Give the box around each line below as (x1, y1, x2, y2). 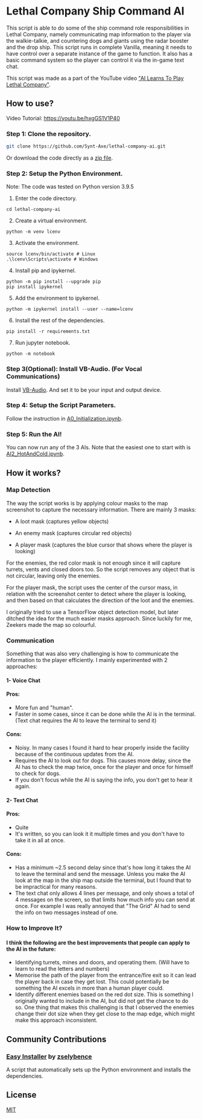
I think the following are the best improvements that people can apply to (6, 939, 190, 946)
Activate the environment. (14, 239, 80, 247)
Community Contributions (6, 1034, 107, 1044)
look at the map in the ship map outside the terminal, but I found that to (14, 877, 192, 884)
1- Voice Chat (6, 676, 41, 684)
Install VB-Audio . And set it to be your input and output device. (6, 386, 162, 394)
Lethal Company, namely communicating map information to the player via (6, 30, 191, 37)
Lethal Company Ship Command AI (6, 4, 185, 18)
